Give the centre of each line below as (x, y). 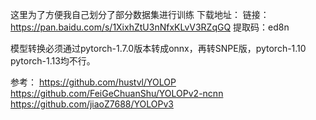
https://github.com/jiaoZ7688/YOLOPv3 (92, 104)
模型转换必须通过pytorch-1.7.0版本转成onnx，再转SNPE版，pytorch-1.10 (158, 48)
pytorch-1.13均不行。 (53, 61)
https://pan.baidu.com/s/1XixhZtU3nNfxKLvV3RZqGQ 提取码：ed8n (150, 27)
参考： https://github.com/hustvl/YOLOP (93, 82)
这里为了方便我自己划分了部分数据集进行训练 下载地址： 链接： (140, 14)
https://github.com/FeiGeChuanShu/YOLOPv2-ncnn (117, 93)
